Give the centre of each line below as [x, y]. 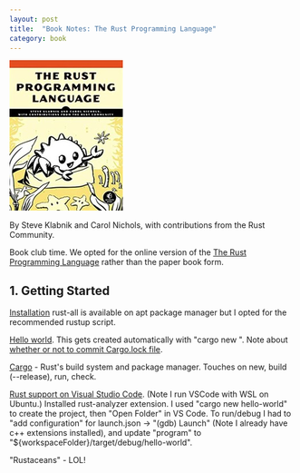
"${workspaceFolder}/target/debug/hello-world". [101, 443]
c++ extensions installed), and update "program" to [106, 433]
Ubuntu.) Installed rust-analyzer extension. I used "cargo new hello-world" [149, 404]
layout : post [34, 19]
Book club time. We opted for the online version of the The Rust [128, 252]
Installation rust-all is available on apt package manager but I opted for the [148, 312]
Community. [32, 235]
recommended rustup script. [63, 322]
